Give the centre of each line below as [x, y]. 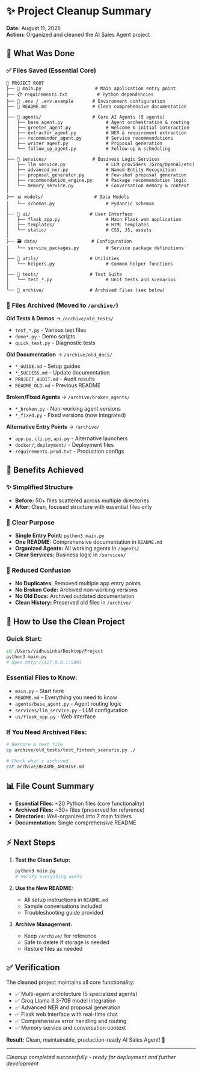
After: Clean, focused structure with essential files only [83, 506]
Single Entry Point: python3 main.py [60, 535]
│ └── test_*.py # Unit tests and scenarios [91, 279]
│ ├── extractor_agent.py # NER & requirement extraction [96, 133]
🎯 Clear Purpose [30, 522]
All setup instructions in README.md [66, 900]
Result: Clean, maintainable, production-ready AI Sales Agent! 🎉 [86, 1039]
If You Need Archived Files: [47, 732]
